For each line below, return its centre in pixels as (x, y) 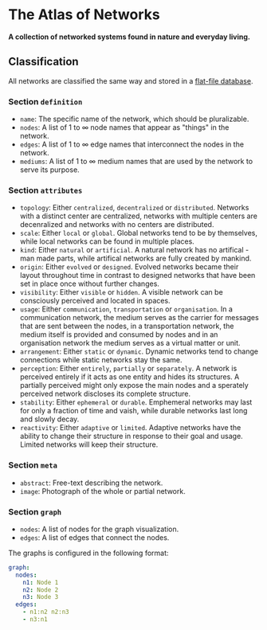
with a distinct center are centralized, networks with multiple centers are (138, 216)
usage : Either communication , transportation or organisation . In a (126, 309)
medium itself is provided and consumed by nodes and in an (119, 335)
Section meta (33, 465)
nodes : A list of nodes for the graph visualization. (99, 529)
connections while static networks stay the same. (101, 360)
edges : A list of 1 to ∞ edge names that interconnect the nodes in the (132, 144)
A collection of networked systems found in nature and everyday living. (130, 37)
